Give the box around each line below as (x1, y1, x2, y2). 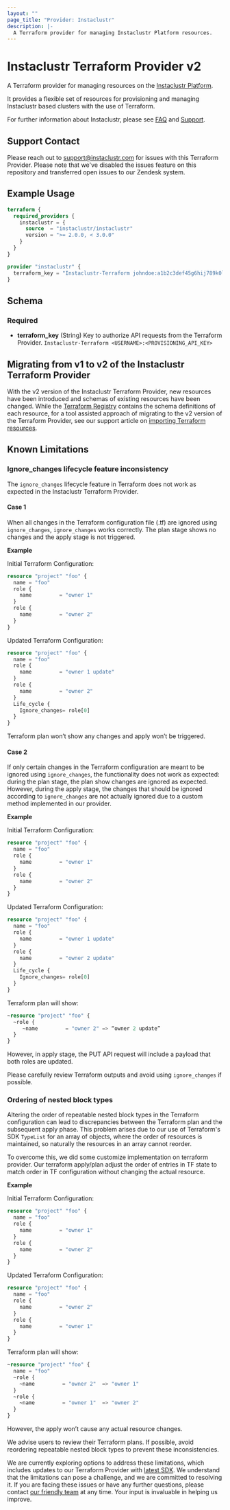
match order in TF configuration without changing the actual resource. (7, 1168, 205, 1176)
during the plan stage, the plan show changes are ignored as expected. (7, 777, 208, 786)
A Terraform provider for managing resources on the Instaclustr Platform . (7, 82, 214, 90)
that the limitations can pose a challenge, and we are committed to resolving (7, 1474, 222, 1482)
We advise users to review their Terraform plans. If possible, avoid (7, 1438, 194, 1446)
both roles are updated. (7, 1057, 73, 1066)
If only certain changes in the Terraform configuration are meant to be (7, 763, 205, 771)
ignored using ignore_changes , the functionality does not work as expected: (7, 770, 220, 779)
